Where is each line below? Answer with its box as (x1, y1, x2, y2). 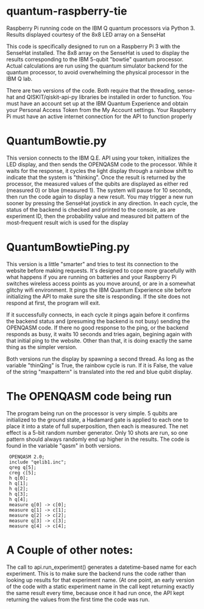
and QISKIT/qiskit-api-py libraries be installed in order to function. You (15, 93, 192, 100)
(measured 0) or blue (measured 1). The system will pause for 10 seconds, (6, 186, 193, 194)
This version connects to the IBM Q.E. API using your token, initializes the (6, 154, 190, 161)
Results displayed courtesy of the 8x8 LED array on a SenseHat (6, 30, 166, 38)
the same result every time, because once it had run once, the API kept (6, 589, 185, 596)
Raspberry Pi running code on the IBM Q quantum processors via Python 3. (6, 24, 195, 32)
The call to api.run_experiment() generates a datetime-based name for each (6, 563, 197, 571)
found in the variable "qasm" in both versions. (6, 442, 122, 449)
